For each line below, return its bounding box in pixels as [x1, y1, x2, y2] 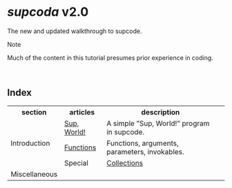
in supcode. [106, 127, 145, 136]
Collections [106, 158, 144, 167]
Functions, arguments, [106, 138, 179, 148]
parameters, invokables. [106, 147, 184, 156]
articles [68, 107, 95, 117]
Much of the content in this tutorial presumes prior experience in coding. [7, 53, 214, 62]
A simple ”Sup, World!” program [106, 118, 210, 128]
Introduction [10, 138, 50, 148]
